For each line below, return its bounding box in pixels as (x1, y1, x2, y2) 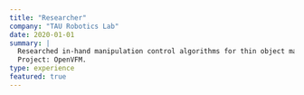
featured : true (9, 72, 67, 81)
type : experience (9, 64, 75, 73)
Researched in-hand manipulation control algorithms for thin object (17, 47, 285, 56)
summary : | (9, 38, 51, 48)
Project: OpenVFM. (17, 55, 88, 64)
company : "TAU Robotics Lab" (9, 22, 119, 31)
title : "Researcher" (9, 13, 88, 23)
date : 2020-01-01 (9, 30, 75, 39)
